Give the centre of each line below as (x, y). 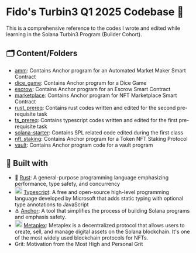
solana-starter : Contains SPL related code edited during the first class (99, 132)
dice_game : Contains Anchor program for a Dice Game (80, 83)
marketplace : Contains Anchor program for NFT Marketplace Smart (96, 95)
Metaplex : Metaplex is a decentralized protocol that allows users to (104, 225)
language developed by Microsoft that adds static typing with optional (99, 198)
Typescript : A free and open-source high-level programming (96, 192)
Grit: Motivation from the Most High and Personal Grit (79, 244)
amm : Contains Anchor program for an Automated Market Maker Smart (100, 70)
